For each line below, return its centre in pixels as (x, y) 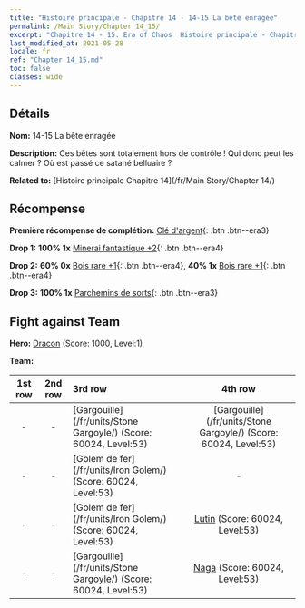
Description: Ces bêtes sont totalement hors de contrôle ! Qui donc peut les (152, 153)
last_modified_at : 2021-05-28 (67, 43)
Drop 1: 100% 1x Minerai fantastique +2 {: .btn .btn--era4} (117, 248)
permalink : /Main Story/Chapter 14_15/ (85, 26)
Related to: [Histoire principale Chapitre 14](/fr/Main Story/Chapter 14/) (142, 180)
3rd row (89, 389)
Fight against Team (65, 322)
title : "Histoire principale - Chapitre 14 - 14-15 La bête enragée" (144, 18)
